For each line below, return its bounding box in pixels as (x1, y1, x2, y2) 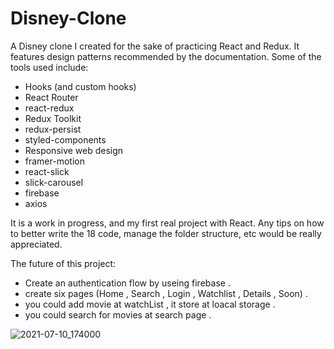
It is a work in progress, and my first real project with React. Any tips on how (10, 217, 325, 229)
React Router (24, 91, 79, 103)
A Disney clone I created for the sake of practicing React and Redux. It (10, 40, 300, 52)
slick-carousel (24, 176, 84, 188)
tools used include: (10, 61, 89, 73)
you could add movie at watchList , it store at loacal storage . (24, 298, 276, 310)
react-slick (24, 165, 70, 177)
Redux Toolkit (24, 112, 82, 124)
